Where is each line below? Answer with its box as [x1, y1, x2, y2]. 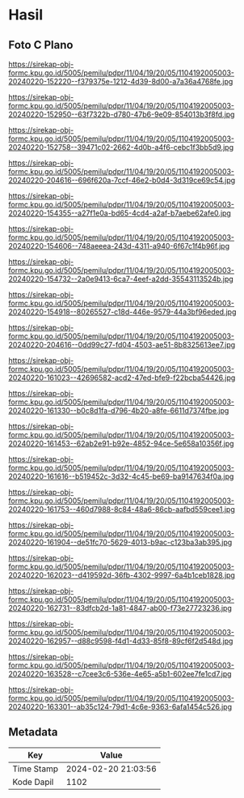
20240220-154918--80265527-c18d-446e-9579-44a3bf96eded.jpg [8, 307, 237, 317]
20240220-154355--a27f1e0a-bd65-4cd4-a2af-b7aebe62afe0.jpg [8, 208, 232, 218]
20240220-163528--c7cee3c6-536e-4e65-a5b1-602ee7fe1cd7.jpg [8, 669, 232, 678]
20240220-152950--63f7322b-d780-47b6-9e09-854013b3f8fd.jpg [8, 109, 235, 119]
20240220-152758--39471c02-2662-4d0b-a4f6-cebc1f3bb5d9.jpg [8, 143, 234, 151]
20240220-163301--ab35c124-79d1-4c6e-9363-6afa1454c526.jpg [8, 702, 233, 711]
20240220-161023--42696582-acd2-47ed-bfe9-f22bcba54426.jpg [8, 373, 236, 382]
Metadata [8, 725, 58, 739]
